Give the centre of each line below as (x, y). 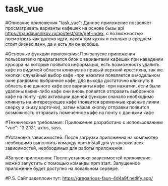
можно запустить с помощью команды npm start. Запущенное (73, 163)
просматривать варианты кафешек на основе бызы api (65, 28)
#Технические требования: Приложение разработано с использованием (84, 122)
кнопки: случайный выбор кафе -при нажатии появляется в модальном (83, 75)
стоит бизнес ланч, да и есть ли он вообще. (52, 44)
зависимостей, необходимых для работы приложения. (64, 148)
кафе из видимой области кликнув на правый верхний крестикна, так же (84, 70)
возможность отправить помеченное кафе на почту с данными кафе (80, 112)
